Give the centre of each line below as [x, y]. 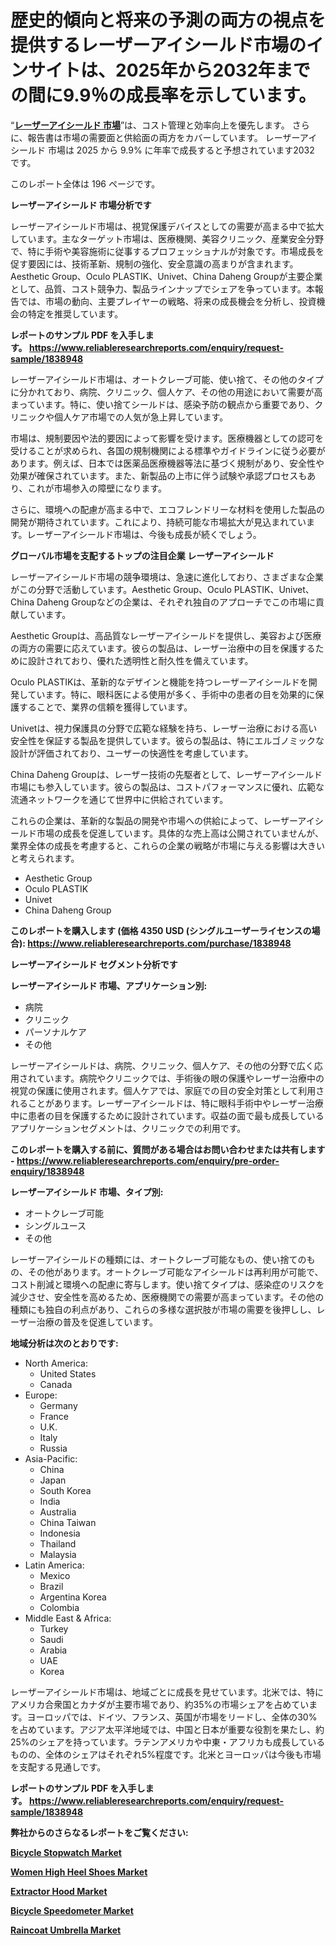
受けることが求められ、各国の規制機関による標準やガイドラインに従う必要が [168, 450]
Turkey [54, 1628]
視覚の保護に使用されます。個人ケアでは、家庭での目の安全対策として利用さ [167, 1090]
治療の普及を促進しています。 [97, 1322]
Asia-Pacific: [51, 1458]
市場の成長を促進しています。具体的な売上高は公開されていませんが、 [180, 833]
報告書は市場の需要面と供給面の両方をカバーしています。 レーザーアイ [172, 137]
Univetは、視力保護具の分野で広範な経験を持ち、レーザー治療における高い [164, 728]
